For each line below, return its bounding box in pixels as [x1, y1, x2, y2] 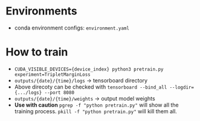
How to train [5, 45, 68, 59]
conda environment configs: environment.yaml [14, 24, 129, 31]
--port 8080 [44, 89, 75, 96]
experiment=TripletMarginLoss [14, 71, 91, 78]
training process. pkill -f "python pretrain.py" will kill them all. [14, 107, 178, 115]
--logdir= [169, 84, 195, 90]
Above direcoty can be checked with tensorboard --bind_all [14, 83, 167, 90]
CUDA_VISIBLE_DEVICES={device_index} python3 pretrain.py [14, 66, 164, 72]
